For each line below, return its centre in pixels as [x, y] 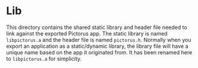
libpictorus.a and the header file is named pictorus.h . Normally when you [99, 40]
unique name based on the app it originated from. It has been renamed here [99, 52]
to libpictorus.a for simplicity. [44, 59]
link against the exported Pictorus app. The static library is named [87, 33]
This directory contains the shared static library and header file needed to [97, 27]
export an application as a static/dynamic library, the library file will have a [98, 46]
